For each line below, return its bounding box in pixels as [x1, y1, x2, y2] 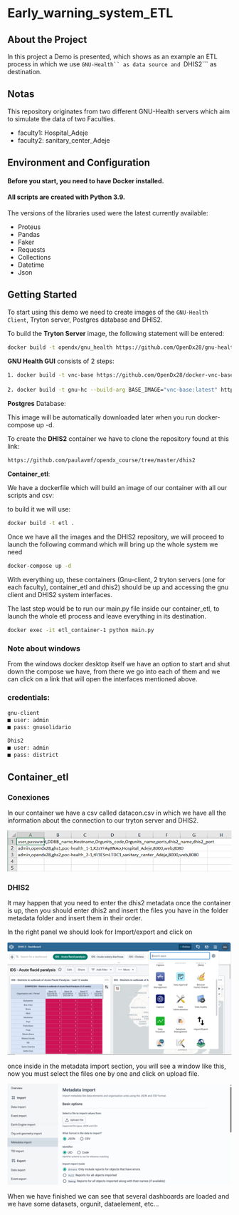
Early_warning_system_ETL [7, 5, 174, 21]
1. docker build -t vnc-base [7, 371, 94, 379]
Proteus [17, 223, 41, 231]
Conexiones [7, 792, 50, 802]
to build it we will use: [7, 505, 71, 514]
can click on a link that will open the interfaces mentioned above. [7, 675, 198, 683]
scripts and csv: [7, 491, 55, 500]
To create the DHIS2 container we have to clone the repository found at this [7, 434, 229, 443]
